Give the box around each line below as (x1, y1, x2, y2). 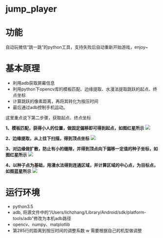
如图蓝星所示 (5, 168, 31, 174)
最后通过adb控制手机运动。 (12, 105, 68, 110)
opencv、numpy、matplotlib (12, 221, 70, 227)
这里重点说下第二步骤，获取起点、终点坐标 (5, 115, 91, 121)
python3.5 (12, 203, 34, 209)
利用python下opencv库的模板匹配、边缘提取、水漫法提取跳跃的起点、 (12, 86, 153, 92)
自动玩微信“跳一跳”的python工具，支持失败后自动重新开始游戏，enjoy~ (5, 44, 148, 50)
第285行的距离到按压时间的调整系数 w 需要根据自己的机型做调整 (12, 228, 142, 233)
